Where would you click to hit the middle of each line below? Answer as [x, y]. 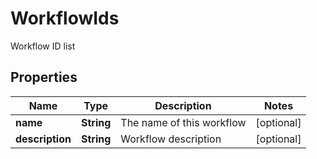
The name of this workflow [183, 122]
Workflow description [171, 139]
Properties [44, 77]
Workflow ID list [43, 46]
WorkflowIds [65, 18]
